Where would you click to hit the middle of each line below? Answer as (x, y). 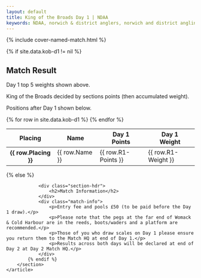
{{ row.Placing (30, 153)
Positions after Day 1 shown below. (49, 108)
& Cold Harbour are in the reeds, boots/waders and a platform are (92, 223)
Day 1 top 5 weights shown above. (48, 85)
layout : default (26, 12)
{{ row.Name (75, 152)
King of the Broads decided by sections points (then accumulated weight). (98, 96)
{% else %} (20, 175)
